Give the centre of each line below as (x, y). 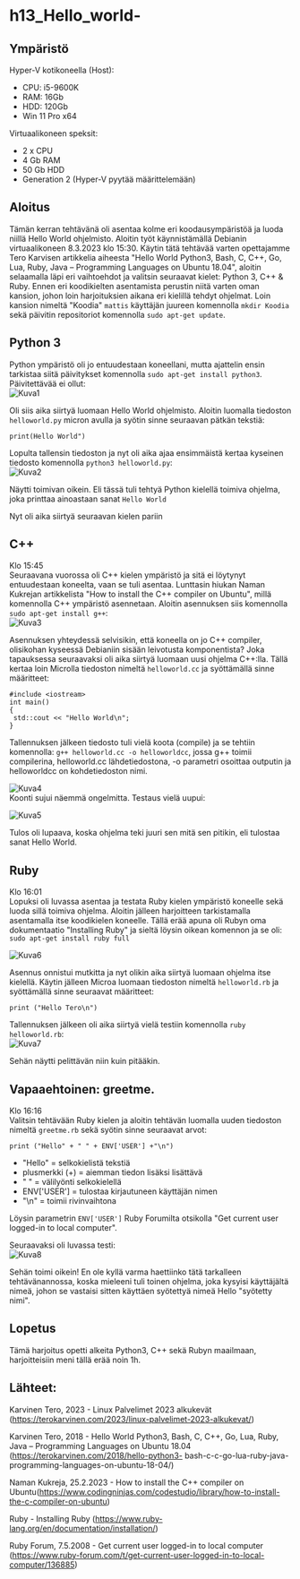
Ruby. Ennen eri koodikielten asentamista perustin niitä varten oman (134, 286)
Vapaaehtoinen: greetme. (82, 1089)
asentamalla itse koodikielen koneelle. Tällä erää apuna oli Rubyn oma (138, 921)
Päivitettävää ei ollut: (47, 383)
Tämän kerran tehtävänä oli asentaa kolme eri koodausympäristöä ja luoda (146, 228)
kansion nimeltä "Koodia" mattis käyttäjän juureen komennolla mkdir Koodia (149, 305)
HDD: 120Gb (45, 107)
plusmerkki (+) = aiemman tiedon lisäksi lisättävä (112, 1172)
